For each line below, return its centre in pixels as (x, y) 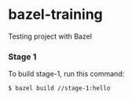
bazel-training (56, 15)
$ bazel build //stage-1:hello (59, 88)
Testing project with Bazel (50, 36)
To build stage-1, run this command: (66, 74)
